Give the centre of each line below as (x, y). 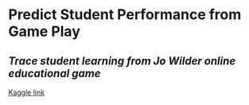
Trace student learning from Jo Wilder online (122, 61)
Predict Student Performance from (125, 15)
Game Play (45, 31)
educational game (54, 73)
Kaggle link (27, 92)
